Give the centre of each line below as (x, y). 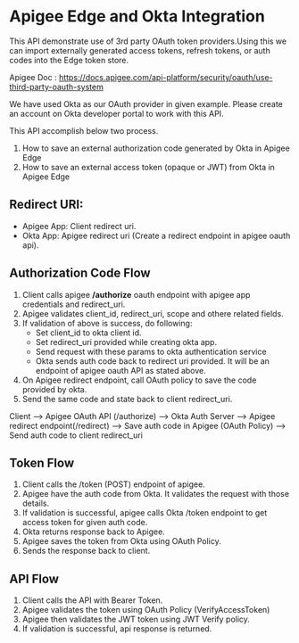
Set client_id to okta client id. (88, 333)
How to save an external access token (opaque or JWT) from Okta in (148, 167)
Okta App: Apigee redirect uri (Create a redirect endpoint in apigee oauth (156, 235)
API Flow (34, 578)
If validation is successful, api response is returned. (117, 629)
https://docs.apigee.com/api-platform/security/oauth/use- (166, 77)
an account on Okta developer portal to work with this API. (117, 113)
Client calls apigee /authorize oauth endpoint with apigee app (136, 294)
